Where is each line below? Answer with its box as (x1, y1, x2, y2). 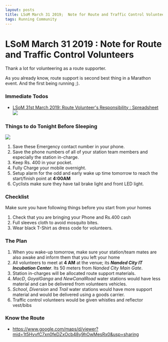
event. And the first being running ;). (5, 81, 80, 87)
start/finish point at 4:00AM (12, 175, 71, 181)
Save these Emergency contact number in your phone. (12, 143, 125, 149)
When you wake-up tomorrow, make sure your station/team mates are (12, 249, 157, 255)
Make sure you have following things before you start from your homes (5, 205, 151, 211)
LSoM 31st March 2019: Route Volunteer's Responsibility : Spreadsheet (12, 104, 158, 110)
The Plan (5, 237, 27, 244)
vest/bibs (12, 302, 32, 308)
